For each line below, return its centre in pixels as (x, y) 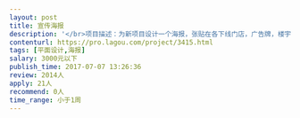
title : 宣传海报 (37, 26)
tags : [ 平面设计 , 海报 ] (47, 51)
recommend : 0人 (37, 91)
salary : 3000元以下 (43, 59)
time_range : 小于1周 (46, 100)
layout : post (33, 17)
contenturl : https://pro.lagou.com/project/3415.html (112, 42)
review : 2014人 (37, 75)
